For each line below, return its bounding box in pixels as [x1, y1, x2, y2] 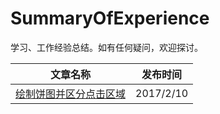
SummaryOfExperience [10, 7, 210, 30]
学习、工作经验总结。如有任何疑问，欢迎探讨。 [10, 41, 203, 53]
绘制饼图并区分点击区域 [15, 87, 127, 101]
